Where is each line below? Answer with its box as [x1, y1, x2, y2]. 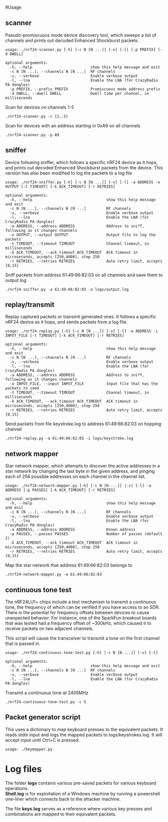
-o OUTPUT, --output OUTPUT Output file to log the [10, 232, 156, 237]
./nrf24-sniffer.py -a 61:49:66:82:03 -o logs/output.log [5, 287, 129, 292]
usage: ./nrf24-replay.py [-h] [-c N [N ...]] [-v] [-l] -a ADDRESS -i [5, 328, 158, 334]
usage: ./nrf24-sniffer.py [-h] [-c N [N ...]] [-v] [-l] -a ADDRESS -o [5, 180, 160, 185]
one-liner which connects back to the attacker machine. [5, 796, 121, 802]
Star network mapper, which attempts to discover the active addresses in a [5, 463, 160, 469]
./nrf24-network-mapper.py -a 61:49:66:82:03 [5, 572, 102, 577]
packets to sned [5, 386, 39, 391]
